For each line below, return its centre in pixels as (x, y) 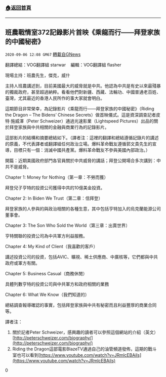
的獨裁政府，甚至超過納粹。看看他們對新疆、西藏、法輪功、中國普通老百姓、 (83, 92)
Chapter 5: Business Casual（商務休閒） (46, 274)
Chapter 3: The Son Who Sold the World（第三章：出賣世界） (67, 225)
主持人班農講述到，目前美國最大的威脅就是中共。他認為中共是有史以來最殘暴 (83, 86)
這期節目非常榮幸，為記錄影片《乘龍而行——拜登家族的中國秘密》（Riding (80, 109)
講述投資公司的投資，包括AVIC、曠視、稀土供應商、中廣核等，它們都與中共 (82, 257)
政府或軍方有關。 (22, 263)
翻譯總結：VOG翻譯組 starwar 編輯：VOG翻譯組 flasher (63, 65)
